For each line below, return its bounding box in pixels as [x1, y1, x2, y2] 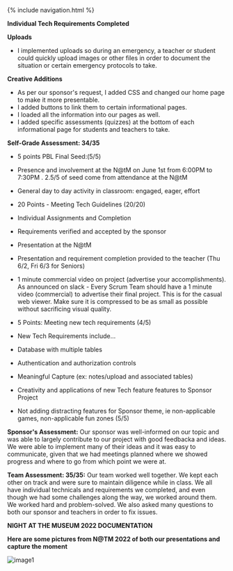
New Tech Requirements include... [17, 332, 116, 340]
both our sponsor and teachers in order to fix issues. [7, 508, 158, 516]
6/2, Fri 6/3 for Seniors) [17, 261, 86, 270]
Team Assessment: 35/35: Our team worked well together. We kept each [7, 471, 218, 479]
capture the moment [7, 542, 68, 550]
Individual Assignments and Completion [17, 214, 131, 222]
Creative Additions [7, 75, 63, 83]
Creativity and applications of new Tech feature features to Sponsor [17, 386, 212, 394]
